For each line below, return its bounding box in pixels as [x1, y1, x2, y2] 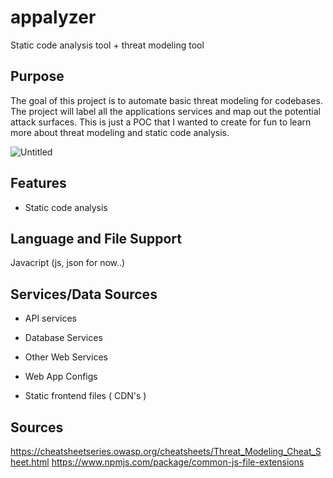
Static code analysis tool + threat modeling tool [10, 39, 205, 51]
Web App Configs [24, 371, 98, 383]
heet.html [10, 456, 50, 468]
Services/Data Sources [10, 286, 158, 303]
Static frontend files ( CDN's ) [24, 390, 147, 402]
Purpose [10, 68, 65, 85]
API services [24, 312, 77, 325]
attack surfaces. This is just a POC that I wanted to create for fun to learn [10, 116, 312, 128]
